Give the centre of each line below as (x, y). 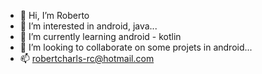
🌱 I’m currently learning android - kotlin (100, 36)
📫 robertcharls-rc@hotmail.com (87, 58)
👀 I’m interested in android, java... (88, 26)
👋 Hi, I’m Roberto (54, 15)
